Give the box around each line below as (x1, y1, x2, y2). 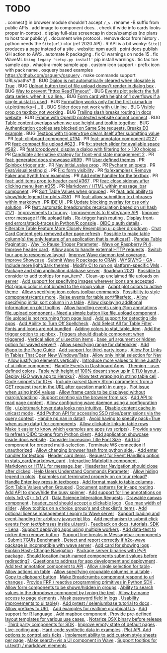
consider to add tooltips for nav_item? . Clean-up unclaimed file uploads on (5, 273, 159, 279)
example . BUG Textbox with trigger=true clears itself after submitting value (5, 130, 160, 136)
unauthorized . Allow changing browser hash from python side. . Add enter (5, 447, 158, 453)
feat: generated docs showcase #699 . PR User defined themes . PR (5, 157, 145, 163)
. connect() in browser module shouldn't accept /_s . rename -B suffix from (5, 19, 159, 25)
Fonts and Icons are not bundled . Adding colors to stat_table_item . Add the (5, 326, 161, 331)
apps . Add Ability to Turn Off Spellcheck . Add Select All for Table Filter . (5, 320, 155, 326)
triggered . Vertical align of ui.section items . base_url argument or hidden (5, 336, 156, 342)
